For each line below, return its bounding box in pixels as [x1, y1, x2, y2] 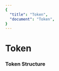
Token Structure [5, 60, 45, 67]
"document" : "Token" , [9, 16, 55, 21]
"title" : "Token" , [9, 12, 48, 17]
